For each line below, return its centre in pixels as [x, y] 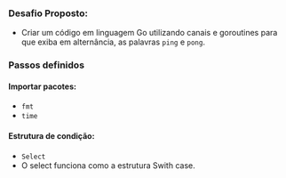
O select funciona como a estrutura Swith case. [108, 165]
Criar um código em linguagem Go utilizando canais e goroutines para [149, 33]
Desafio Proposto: [48, 13]
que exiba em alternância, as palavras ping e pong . [113, 42]
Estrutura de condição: [52, 136]
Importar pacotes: [43, 86]
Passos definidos [47, 65]
